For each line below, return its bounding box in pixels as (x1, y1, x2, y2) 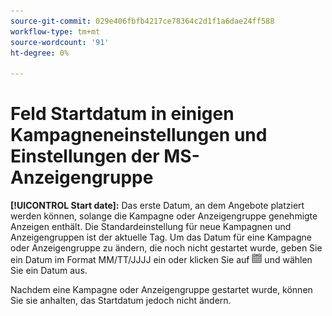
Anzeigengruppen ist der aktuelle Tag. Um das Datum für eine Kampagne (10, 231, 312, 244)
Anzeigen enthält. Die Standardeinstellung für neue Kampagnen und (10, 221, 292, 233)
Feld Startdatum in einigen (10, 103, 235, 125)
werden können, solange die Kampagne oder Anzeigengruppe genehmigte (10, 210, 318, 222)
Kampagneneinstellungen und (10, 124, 268, 147)
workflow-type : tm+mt (10, 26, 101, 37)
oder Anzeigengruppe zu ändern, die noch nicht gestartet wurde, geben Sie (10, 242, 323, 254)
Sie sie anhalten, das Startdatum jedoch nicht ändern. (10, 295, 232, 307)
